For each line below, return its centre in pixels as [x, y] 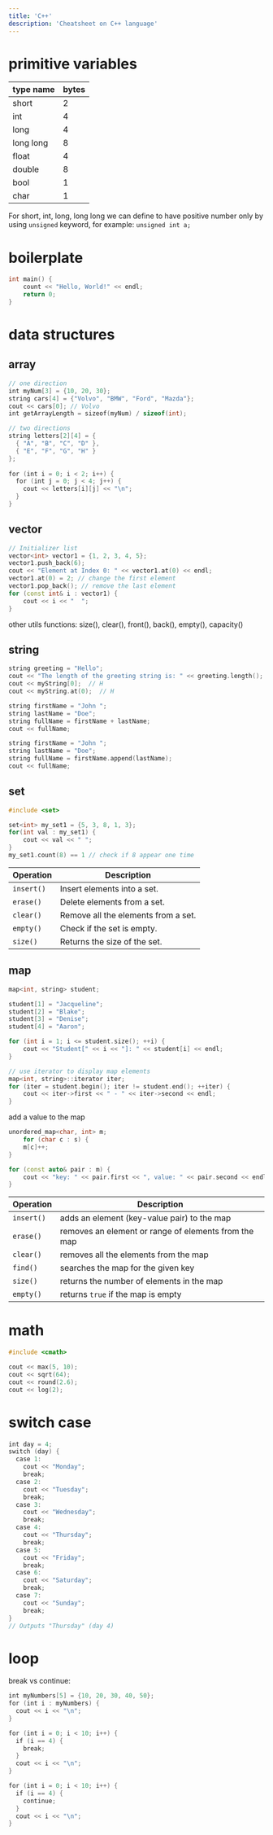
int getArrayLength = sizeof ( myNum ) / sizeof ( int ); [97, 414]
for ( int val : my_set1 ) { [52, 832]
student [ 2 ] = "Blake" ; [47, 1012]
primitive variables [73, 64]
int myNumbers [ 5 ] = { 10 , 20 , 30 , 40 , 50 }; [81, 1696]
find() [25, 1268]
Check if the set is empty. [108, 928]
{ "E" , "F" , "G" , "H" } [56, 451]
